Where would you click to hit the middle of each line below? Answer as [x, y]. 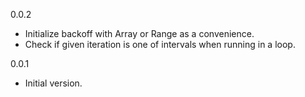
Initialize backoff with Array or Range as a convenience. [139, 33]
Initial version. [53, 83]
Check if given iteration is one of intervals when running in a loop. [160, 44]
